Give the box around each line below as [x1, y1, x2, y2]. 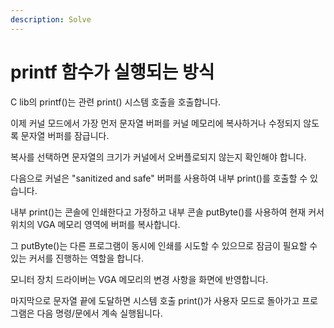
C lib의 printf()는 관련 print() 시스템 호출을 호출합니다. [10, 96, 222, 108]
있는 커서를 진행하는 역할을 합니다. [10, 252, 144, 264]
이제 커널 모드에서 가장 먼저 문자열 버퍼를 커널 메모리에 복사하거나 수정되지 [10, 117, 302, 129]
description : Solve [10, 14, 92, 25]
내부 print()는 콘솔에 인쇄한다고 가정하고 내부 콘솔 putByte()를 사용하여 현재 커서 [10, 206, 325, 218]
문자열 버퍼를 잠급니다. [20, 129, 110, 141]
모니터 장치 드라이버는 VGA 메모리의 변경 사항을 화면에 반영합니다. [10, 273, 269, 285]
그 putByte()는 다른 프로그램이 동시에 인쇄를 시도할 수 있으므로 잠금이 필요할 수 [10, 239, 318, 251]
